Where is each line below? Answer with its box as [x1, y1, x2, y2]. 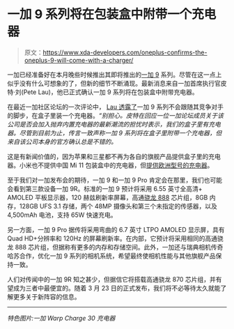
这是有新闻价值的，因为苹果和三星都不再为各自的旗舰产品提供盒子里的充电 [7, 152, 221, 160]
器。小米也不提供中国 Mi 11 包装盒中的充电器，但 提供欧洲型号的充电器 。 [7, 161, 214, 169]
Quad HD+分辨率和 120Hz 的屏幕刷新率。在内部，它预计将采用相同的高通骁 [7, 234, 224, 243]
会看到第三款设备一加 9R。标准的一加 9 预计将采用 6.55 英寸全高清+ [7, 184, 203, 192]
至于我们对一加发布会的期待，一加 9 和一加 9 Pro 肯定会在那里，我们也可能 [7, 176, 223, 184]
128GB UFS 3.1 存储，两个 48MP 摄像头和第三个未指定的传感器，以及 [19, 201, 217, 210]
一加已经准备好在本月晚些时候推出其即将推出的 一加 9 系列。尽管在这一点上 [7, 70, 222, 79]
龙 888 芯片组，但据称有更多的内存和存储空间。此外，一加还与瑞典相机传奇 [7, 243, 224, 251]
